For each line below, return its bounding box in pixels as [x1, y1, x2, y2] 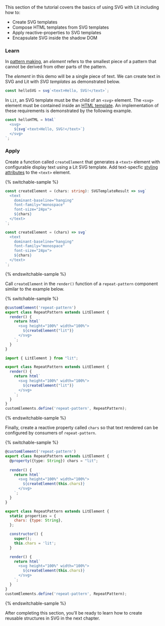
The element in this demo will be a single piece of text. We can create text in [5, 73, 161, 79]
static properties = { [9, 513, 56, 518]
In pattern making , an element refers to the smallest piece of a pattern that [5, 59, 157, 64]
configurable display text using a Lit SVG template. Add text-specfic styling [5, 164, 158, 170]
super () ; [14, 536, 32, 541]
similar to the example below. [5, 286, 65, 292]
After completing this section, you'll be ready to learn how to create [5, 610, 142, 616]
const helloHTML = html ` [5, 118, 56, 123]
